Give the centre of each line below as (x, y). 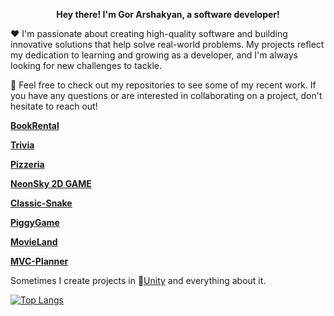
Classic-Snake (41, 203)
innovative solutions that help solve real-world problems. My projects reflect (167, 44)
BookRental (35, 125)
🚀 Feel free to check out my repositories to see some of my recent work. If (163, 85)
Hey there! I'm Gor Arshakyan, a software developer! (168, 14)
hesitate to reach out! (54, 106)
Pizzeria (27, 164)
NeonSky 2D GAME (51, 183)
